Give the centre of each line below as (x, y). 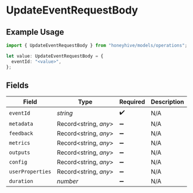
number (67, 181)
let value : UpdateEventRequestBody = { (55, 56)
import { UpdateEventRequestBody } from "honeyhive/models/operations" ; (97, 45)
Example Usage (35, 32)
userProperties (30, 172)
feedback (21, 134)
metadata (21, 124)
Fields (18, 85)
